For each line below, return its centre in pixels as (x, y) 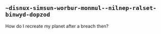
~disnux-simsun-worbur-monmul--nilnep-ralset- (81, 8)
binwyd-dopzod (28, 15)
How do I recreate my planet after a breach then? (57, 26)
